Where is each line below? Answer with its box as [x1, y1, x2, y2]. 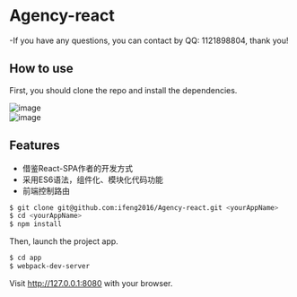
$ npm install [9, 220, 63, 229]
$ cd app [9, 253, 42, 263]
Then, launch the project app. [9, 236, 118, 247]
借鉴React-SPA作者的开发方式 [22, 162, 134, 173]
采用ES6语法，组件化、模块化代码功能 [22, 174, 163, 185]
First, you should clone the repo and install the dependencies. [9, 84, 238, 95]
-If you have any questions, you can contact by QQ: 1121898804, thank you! [9, 35, 289, 46]
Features [9, 138, 60, 153]
